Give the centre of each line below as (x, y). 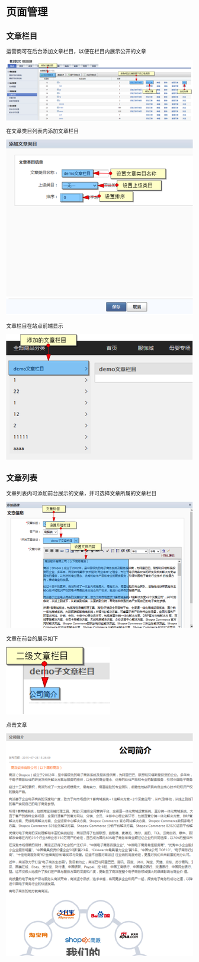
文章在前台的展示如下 (32, 638)
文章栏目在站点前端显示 (35, 325)
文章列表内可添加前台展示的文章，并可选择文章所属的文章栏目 (81, 493)
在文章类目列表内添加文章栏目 (42, 130)
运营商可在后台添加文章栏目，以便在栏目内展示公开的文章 (76, 51)
